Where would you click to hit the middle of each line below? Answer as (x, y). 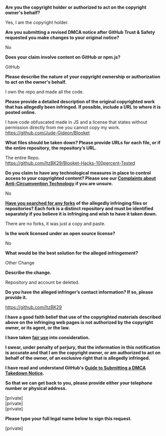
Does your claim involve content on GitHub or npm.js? (63, 57)
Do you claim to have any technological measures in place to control (78, 173)
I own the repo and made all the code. (45, 92)
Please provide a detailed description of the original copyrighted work (80, 101)
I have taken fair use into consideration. (47, 337)
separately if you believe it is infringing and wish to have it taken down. (81, 214)
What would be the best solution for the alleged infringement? (72, 253)
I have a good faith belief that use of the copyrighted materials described (83, 317)
